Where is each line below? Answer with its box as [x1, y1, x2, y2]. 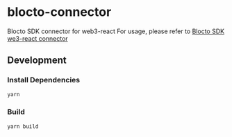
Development [7, 55, 67, 66]
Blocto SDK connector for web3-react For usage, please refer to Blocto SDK [7, 27, 224, 35]
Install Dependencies [7, 75, 81, 85]
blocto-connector [7, 4, 112, 20]
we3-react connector [7, 34, 68, 42]
